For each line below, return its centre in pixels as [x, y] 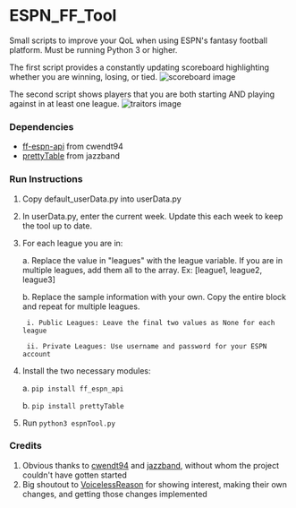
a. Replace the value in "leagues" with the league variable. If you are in [152, 260]
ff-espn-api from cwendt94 [72, 146]
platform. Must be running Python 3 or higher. [93, 49]
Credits [25, 446]
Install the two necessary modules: [86, 370]
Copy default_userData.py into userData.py [101, 199]
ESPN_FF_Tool [63, 16]
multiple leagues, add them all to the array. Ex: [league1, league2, [142, 270]
